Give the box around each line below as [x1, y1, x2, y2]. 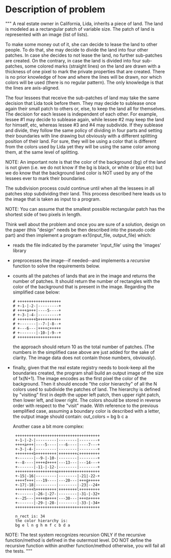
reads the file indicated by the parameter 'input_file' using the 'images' [12, 242, 162, 248]
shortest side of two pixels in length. [5, 211, 82, 217]
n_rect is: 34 [15, 514, 45, 519]
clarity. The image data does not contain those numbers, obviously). [12, 354, 157, 361]
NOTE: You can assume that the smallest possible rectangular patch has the [5, 206, 165, 212]
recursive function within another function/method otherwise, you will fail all [5, 542, 165, 548]
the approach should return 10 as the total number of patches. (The [12, 344, 155, 350]
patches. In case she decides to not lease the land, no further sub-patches [5, 52, 162, 58]
